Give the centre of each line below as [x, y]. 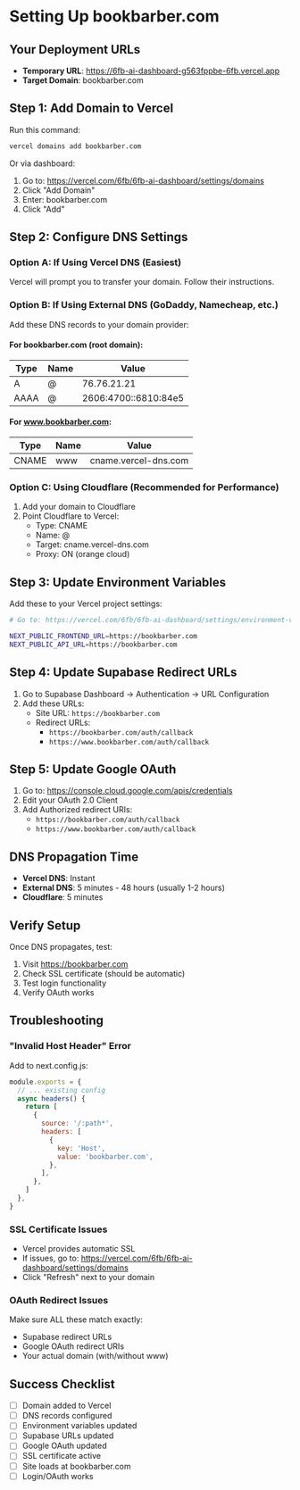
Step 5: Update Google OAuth [93, 770]
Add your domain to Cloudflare [79, 507]
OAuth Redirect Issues [59, 1300]
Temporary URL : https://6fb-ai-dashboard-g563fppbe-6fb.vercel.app [150, 71]
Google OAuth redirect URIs [73, 1346]
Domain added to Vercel [67, 1406]
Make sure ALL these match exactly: [76, 1319]
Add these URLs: [53, 703]
